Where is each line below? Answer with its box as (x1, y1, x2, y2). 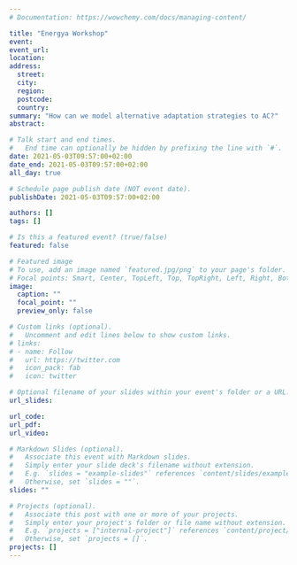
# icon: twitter (9, 372, 77, 381)
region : (17, 86, 46, 96)
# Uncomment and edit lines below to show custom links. (9, 330, 232, 339)
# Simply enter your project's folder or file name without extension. (9, 518, 287, 527)
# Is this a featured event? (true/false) (9, 233, 168, 242)
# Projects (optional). (9, 501, 97, 510)
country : (17, 103, 49, 112)
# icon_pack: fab (9, 364, 81, 373)
